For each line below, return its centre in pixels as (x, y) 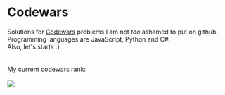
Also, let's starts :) (33, 46)
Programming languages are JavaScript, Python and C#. (89, 39)
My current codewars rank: (47, 69)
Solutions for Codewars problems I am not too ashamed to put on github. (113, 32)
